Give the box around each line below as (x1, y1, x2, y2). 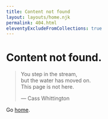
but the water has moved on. (20, 77, 91, 84)
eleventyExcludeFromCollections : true (6, 25, 102, 32)
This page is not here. (20, 83, 74, 90)
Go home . (6, 107, 30, 114)
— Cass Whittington (20, 95, 70, 102)
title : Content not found (6, 8, 70, 15)
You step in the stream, (20, 71, 78, 78)
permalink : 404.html (6, 20, 58, 26)
